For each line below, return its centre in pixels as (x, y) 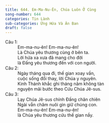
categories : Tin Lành (27, 19)
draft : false (19, 28)
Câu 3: (12, 94)
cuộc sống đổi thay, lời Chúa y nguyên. (57, 79)
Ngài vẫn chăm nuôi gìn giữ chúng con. (57, 105)
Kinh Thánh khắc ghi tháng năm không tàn (61, 84)
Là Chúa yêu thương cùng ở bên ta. (54, 53)
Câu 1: (12, 42)
